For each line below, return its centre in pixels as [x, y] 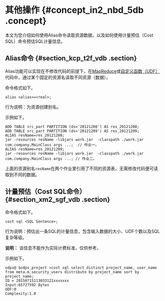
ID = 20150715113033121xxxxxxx [37, 281]
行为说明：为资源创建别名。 [33, 107]
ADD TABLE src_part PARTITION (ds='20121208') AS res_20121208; [72, 127]
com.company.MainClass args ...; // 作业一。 [52, 145]
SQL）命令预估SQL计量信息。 [35, 41]
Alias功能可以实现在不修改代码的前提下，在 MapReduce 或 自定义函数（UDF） [82, 71]
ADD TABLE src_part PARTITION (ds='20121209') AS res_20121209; [72, 131]
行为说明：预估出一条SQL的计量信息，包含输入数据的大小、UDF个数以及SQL [82, 231]
